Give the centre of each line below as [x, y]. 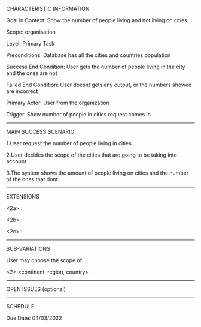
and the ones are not [32, 73]
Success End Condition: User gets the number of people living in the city [96, 67]
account [16, 161]
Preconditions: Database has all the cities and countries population [89, 55]
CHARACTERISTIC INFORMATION [48, 9]
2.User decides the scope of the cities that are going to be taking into [92, 155]
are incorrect [22, 91]
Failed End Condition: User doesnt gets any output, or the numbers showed [99, 85]
